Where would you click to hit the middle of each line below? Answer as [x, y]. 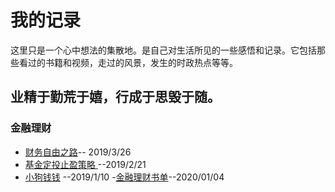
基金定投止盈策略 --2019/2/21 [85, 164]
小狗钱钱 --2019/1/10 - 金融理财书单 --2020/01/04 [124, 177]
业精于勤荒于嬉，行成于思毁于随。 [115, 97]
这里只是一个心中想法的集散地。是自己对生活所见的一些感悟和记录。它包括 [163, 50]
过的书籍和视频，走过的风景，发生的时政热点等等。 [132, 62]
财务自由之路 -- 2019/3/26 [78, 152]
